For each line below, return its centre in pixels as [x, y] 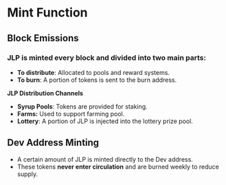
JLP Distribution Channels [45, 93]
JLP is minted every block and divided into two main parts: [106, 58]
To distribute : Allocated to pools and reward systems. [93, 72]
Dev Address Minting [53, 143]
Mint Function [47, 13]
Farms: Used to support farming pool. [71, 113]
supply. [27, 174]
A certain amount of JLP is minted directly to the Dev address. [105, 159]
